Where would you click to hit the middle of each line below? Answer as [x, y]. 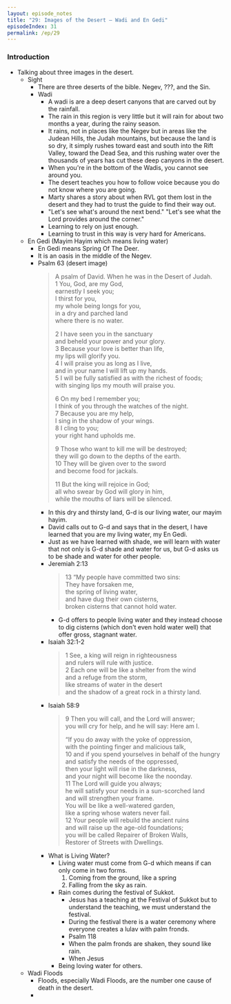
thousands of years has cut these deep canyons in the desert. [136, 160]
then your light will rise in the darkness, [121, 768]
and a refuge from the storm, [106, 677]
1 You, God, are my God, [89, 283]
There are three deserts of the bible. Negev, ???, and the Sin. [124, 86]
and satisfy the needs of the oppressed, [122, 761]
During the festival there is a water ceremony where [142, 921]
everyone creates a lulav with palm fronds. [129, 929]
